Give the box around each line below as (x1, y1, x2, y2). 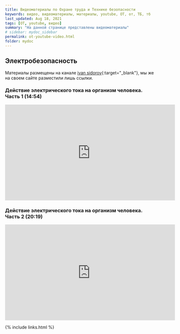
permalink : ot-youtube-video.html (5, 35, 75, 39)
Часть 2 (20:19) (5, 213, 43, 220)
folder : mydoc (5, 39, 34, 44)
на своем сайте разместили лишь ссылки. (5, 75, 93, 81)
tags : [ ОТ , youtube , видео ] (5, 20, 62, 26)
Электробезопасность (5, 57, 78, 65)
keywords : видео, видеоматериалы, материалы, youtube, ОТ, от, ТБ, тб (5, 12, 151, 17)
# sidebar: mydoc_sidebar (5, 30, 57, 35)
